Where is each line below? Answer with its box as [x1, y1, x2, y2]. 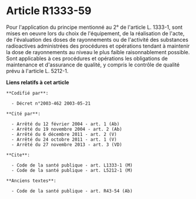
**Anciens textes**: [6, 178, 57, 184]
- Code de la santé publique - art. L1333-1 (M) [11, 162, 133, 168]
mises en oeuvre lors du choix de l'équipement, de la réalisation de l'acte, [6, 29, 185, 37]
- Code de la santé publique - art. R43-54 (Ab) [11, 188, 133, 194]
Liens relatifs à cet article [6, 78, 69, 86]
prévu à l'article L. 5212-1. [6, 67, 69, 74]
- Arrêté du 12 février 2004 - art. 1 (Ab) [11, 121, 119, 127]
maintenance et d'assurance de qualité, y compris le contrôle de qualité [6, 61, 180, 68]
